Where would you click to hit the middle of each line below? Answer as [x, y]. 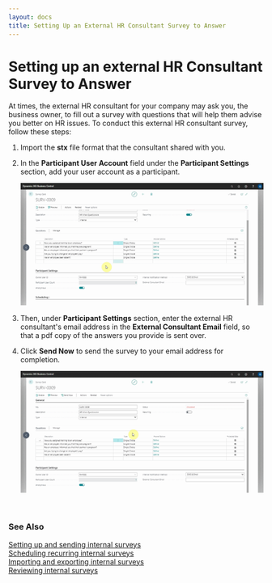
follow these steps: [40, 132]
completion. [40, 359]
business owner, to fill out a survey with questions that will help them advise [135, 115]
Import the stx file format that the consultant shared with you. [123, 148]
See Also [26, 527]
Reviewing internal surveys [53, 570]
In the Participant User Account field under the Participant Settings [134, 163]
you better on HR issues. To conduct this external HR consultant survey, [128, 123]
